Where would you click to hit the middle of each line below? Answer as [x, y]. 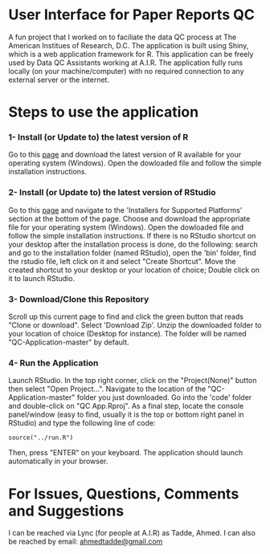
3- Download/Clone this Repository [79, 299]
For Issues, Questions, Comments [124, 493]
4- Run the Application [53, 363]
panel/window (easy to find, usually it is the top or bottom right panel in [126, 414]
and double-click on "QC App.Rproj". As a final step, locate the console [126, 406]
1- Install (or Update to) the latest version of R [98, 137]
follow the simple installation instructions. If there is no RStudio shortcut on [132, 235]
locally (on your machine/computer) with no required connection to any [126, 71]
